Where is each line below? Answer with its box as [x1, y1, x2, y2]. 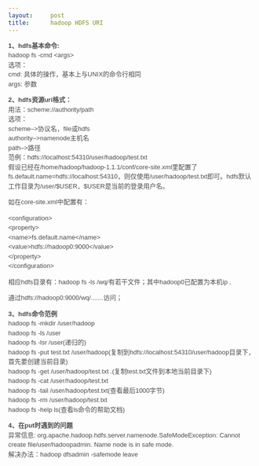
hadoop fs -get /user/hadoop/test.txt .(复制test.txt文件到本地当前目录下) [8, 367, 212, 376]
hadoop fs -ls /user [8, 328, 61, 337]
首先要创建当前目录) [8, 358, 68, 365]
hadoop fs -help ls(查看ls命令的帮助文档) [8, 405, 126, 413]
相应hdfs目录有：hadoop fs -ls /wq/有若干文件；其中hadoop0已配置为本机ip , [8, 277, 232, 286]
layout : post [8, 11, 65, 20]
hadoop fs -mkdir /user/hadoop [8, 319, 96, 327]
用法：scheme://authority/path [8, 105, 94, 114]
